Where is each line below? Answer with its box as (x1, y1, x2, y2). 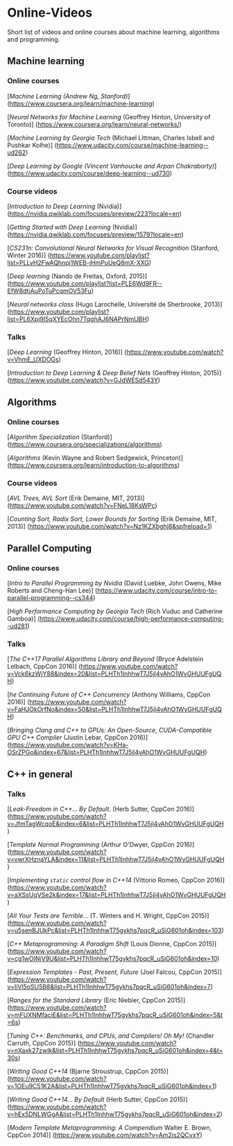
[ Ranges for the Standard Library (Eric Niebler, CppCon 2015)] (7, 995, 186, 1004)
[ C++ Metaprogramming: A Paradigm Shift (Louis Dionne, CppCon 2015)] (7, 939, 217, 948)
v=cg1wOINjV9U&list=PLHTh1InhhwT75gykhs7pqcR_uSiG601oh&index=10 (7, 954, 218, 962)
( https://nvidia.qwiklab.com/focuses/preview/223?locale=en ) (7, 209, 182, 218)
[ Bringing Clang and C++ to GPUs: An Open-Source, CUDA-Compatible (7, 726, 212, 735)
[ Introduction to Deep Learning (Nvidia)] (7, 202, 122, 210)
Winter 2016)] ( (7, 251, 51, 259)
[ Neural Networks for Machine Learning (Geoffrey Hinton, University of (7, 112, 211, 121)
